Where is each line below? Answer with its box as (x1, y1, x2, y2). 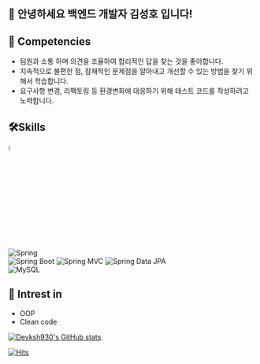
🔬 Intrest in (8, 288, 63, 301)
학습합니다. (34, 76, 69, 86)
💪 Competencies (8, 35, 91, 48)
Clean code (19, 317, 58, 326)
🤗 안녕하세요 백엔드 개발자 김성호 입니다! (8, 7, 193, 21)
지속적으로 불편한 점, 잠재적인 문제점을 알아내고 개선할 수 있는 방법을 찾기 (19, 66, 245, 76)
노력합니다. (19, 96, 54, 106)
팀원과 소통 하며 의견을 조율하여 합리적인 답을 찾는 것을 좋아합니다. (19, 57, 224, 66)
